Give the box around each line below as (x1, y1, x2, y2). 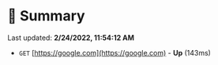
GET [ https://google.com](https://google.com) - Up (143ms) (18, 48, 211, 57)
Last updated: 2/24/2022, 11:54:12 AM (7, 33, 135, 42)
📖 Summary (7, 7, 85, 25)
